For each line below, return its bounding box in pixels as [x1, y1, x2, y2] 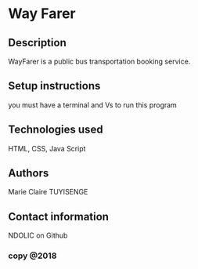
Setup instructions [8, 79, 101, 93]
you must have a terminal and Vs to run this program [8, 100, 178, 110]
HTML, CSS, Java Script [8, 144, 86, 153]
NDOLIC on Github [8, 231, 68, 240]
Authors [8, 166, 49, 180]
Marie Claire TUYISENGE [8, 187, 88, 197]
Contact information [8, 209, 110, 224]
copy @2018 [8, 250, 57, 261]
